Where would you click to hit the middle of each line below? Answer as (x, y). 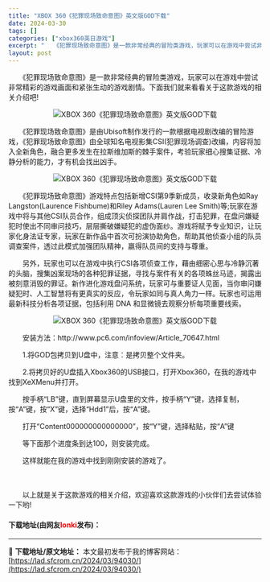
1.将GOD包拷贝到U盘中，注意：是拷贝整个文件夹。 (106, 355)
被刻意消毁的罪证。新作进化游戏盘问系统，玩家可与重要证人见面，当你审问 (131, 283)
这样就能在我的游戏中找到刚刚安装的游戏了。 (96, 460)
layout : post (30, 53)
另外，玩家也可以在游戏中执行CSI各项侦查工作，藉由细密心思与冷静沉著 (141, 263)
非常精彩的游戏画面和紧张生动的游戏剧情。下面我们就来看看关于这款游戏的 (131, 87)
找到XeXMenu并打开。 (45, 382)
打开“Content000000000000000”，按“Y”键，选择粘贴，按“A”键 (128, 426)
